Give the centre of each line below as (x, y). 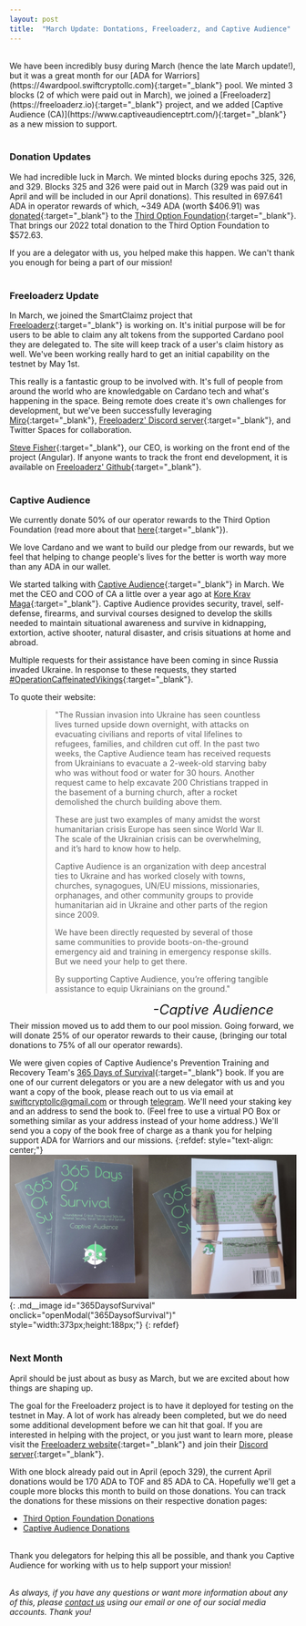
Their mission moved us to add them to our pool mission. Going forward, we (152, 1026)
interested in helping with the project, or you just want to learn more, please (151, 1435)
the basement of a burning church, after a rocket (146, 792)
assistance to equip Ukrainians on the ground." (142, 989)
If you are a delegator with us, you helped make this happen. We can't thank (152, 252)
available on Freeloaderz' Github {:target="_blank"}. (106, 467)
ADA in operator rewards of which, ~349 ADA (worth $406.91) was (135, 206)
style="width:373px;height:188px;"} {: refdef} (94, 1325)
